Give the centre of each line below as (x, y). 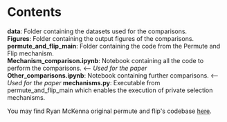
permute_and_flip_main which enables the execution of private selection (110, 90)
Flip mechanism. (30, 53)
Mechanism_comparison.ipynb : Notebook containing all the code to (106, 60)
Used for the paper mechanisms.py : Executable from (84, 82)
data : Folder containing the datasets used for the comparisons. (97, 31)
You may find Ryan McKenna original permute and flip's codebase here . (110, 111)
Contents (35, 12)
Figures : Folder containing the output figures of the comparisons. (101, 38)
